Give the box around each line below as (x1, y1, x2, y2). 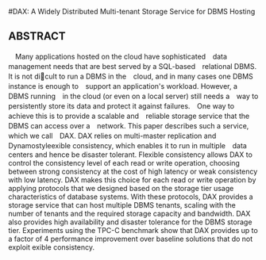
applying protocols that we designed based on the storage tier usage (8, 183, 234, 193)
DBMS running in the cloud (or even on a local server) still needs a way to (8, 91, 259, 101)
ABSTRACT (8, 29, 66, 43)
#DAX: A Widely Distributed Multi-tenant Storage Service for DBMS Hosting (8, 7, 256, 16)
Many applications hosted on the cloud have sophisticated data (14, 52, 228, 61)
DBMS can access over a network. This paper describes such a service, (8, 120, 249, 130)
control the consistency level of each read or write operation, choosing (8, 158, 241, 167)
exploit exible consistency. (8, 242, 95, 252)
